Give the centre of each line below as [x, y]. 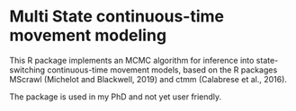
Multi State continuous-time [117, 17]
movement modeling [88, 35]
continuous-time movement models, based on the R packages [162, 70]
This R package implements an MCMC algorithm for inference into [132, 60]
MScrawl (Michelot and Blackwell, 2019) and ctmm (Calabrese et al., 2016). [148, 79]
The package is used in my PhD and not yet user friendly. [116, 97]
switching [27, 70]
